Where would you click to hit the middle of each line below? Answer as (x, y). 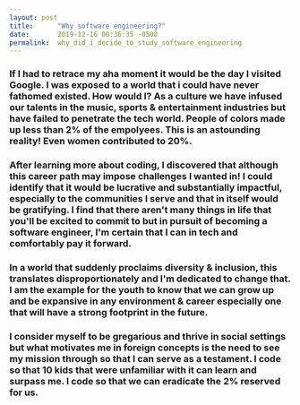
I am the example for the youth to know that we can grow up (142, 290)
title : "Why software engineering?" (88, 26)
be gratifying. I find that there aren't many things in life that (140, 210)
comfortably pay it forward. (71, 244)
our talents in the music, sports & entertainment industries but (148, 108)
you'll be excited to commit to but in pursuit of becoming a (138, 221)
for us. (24, 392)
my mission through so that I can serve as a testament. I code (146, 358)
